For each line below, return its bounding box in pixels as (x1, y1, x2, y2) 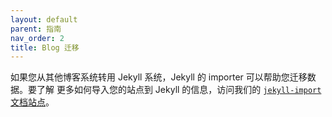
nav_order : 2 (10, 33, 65, 43)
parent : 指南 (10, 24, 62, 34)
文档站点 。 (10, 96, 55, 108)
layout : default (10, 14, 78, 25)
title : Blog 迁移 (10, 42, 80, 53)
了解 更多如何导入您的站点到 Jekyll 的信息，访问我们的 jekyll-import (36, 84, 322, 96)
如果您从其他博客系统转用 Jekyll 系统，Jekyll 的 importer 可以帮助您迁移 (10, 71, 308, 83)
